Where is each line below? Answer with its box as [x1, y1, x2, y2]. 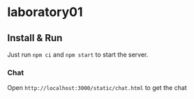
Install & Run [7, 32, 63, 44]
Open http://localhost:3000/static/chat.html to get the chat [7, 84, 187, 92]
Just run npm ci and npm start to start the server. [7, 50, 149, 59]
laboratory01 [7, 4, 83, 20]
